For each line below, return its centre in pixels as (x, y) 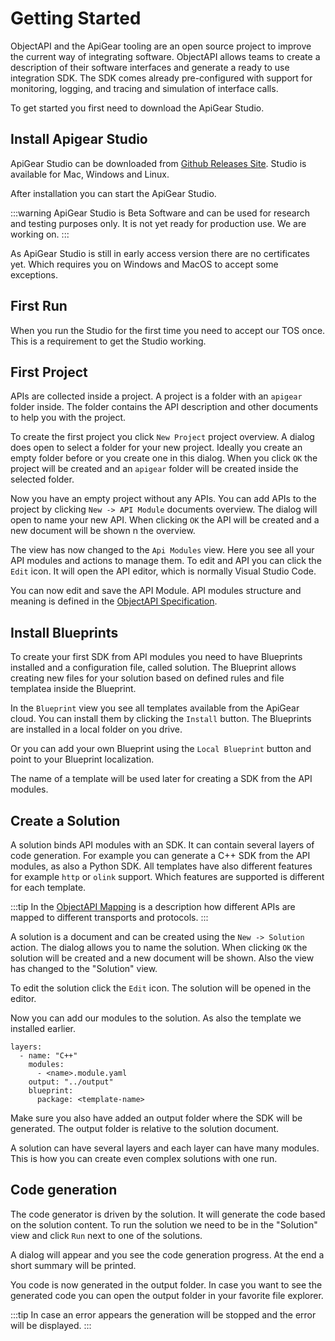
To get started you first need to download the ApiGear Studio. (137, 108)
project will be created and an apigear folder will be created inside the (154, 469)
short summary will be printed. (73, 1265)
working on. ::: (40, 234)
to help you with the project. (68, 418)
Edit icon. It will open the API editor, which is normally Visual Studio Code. (163, 571)
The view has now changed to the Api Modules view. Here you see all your (162, 550)
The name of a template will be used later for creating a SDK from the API (161, 779)
